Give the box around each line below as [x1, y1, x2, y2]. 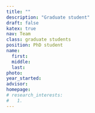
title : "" [6, 8, 31, 15]
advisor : [6, 81, 28, 87]
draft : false [6, 20, 39, 26]
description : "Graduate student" [6, 14, 90, 20]
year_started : [6, 75, 42, 81]
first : [11, 53, 28, 59]
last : [11, 64, 26, 71]
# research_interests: [6, 92, 63, 98]
